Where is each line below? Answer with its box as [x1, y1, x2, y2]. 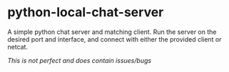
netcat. [7, 42, 29, 51]
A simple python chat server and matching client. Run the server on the [7, 28, 217, 36]
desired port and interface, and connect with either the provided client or [7, 35, 222, 43]
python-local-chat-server [7, 4, 164, 20]
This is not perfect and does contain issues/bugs [7, 56, 152, 64]
